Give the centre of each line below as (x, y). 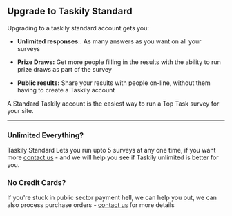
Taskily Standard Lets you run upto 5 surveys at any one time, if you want (112, 150)
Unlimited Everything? (46, 135)
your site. (20, 110)
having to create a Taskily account (66, 90)
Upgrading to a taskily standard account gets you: (78, 28)
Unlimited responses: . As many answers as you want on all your (109, 41)
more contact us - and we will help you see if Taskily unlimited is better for (113, 157)
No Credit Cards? (37, 183)
